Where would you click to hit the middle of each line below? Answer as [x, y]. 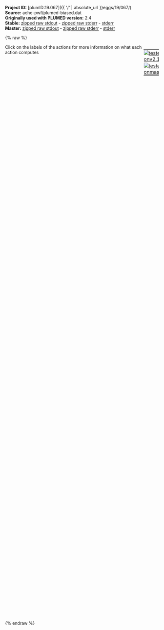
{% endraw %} [20, 623]
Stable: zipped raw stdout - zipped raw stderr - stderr [59, 23]
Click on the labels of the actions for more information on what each [73, 47]
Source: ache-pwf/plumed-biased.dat [43, 13]
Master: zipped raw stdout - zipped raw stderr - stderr [60, 28]
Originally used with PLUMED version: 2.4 [48, 18]
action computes [22, 52]
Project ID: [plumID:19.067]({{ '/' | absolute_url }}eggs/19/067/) [68, 8]
